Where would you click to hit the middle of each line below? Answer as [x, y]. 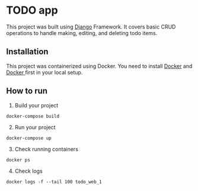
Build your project [36, 105]
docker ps [18, 160]
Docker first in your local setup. [44, 72]
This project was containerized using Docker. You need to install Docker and [99, 66]
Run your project [35, 127]
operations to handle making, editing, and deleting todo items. [82, 33]
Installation [27, 52]
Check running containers [47, 149]
